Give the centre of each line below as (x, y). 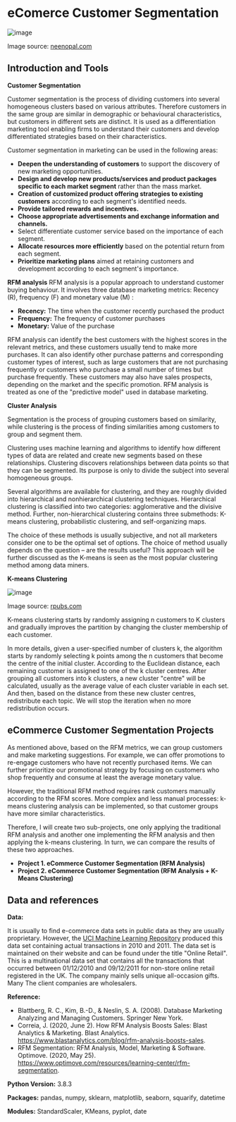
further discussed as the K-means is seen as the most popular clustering (113, 557)
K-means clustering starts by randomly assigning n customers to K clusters (116, 619)
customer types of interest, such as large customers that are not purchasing (118, 362)
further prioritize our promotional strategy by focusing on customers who (113, 770)
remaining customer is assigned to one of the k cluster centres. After (107, 670)
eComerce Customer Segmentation (113, 13)
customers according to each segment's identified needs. (102, 201)
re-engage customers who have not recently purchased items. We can (110, 762)
